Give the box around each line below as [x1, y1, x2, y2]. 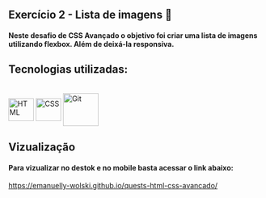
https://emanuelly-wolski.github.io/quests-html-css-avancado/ [8, 181, 218, 191]
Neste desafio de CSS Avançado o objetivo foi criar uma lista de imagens [8, 30, 258, 40]
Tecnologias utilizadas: [8, 62, 128, 77]
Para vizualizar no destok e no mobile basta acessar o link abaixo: [8, 162, 234, 172]
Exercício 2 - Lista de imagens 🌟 [8, 8, 172, 22]
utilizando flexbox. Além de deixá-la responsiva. [8, 39, 175, 48]
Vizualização [8, 141, 75, 154]
